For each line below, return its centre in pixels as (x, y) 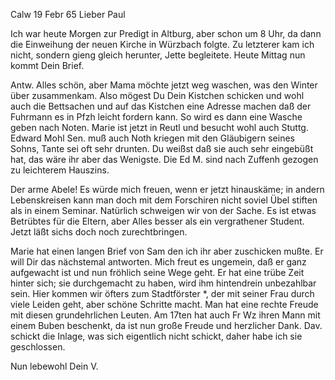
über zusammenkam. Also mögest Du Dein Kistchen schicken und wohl (157, 95)
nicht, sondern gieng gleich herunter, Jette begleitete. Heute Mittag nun (158, 55)
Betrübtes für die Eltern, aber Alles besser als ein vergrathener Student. (157, 221)
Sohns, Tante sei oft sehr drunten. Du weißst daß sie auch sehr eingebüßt (162, 148)
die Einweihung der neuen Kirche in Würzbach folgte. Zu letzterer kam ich (162, 44)
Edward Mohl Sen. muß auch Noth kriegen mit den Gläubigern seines (152, 138)
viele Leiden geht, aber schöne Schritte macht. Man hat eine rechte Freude (164, 304)
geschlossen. (38, 347)
